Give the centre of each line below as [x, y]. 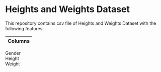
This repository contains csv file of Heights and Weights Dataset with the [81, 23]
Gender [13, 53]
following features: [25, 28]
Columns [19, 41]
